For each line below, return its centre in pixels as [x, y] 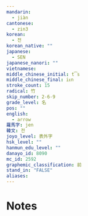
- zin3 [20, 29]
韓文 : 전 [16, 131]
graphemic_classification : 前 [44, 165]
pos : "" [16, 108]
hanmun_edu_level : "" [34, 148]
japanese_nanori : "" [32, 63]
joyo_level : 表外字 [29, 137]
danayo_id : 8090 [27, 153]
